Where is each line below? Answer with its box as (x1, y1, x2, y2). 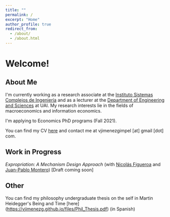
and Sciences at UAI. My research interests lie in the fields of (5, 102, 134, 108)
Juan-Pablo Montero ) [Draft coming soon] (5, 167, 94, 173)
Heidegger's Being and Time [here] (5, 200, 80, 206)
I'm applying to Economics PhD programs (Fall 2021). (5, 118, 117, 124)
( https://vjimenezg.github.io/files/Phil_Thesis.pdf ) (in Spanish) (5, 206, 135, 212)
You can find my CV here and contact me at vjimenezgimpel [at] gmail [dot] (5, 127, 164, 133)
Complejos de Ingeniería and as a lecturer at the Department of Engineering (5, 97, 165, 103)
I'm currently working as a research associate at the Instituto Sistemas (5, 91, 153, 97)
